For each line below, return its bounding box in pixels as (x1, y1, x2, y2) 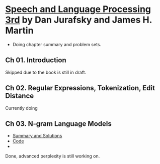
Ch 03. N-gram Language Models (5, 119, 112, 128)
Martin (5, 25, 34, 36)
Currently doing (5, 105, 38, 111)
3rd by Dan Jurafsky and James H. (5, 14, 152, 26)
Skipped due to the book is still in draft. (5, 69, 87, 75)
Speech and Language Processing (5, 4, 151, 15)
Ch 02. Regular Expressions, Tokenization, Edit (5, 84, 155, 92)
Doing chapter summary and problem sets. (12, 41, 102, 47)
